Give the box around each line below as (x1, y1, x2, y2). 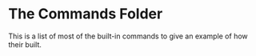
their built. (8, 39, 42, 49)
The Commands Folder (8, 5, 163, 23)
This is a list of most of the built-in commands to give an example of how (8, 31, 248, 41)
